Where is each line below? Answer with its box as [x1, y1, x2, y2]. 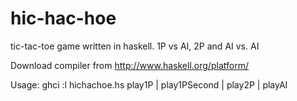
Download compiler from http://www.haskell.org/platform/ [10, 59, 249, 71]
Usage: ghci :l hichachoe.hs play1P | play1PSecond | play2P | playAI [10, 78, 288, 91]
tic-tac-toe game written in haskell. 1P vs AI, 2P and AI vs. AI [10, 40, 260, 52]
